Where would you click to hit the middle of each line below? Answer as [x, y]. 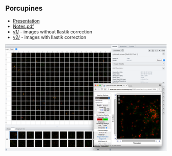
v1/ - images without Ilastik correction [52, 32]
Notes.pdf [23, 26]
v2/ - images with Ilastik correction [49, 37]
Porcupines [24, 8]
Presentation [26, 21]
